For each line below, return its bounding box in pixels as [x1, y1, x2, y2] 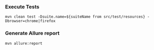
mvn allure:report [5, 41, 43, 46]
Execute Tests [5, 3, 40, 10]
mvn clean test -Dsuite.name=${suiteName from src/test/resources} [5, 15, 146, 19]
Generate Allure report [5, 30, 60, 37]
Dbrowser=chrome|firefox [5, 18, 56, 24]
